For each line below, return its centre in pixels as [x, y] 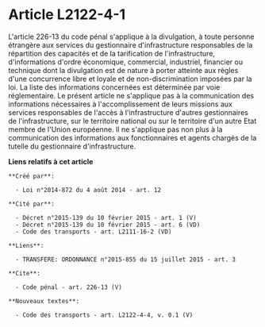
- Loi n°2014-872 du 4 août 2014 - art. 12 [88, 190]
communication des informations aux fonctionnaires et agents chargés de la [132, 137]
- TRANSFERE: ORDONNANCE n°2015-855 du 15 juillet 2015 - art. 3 [126, 260]
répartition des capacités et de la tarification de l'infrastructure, [112, 53]
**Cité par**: [32, 204]
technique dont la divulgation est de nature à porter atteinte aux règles [123, 70]
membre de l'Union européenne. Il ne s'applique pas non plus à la [115, 129]
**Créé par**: [32, 176]
